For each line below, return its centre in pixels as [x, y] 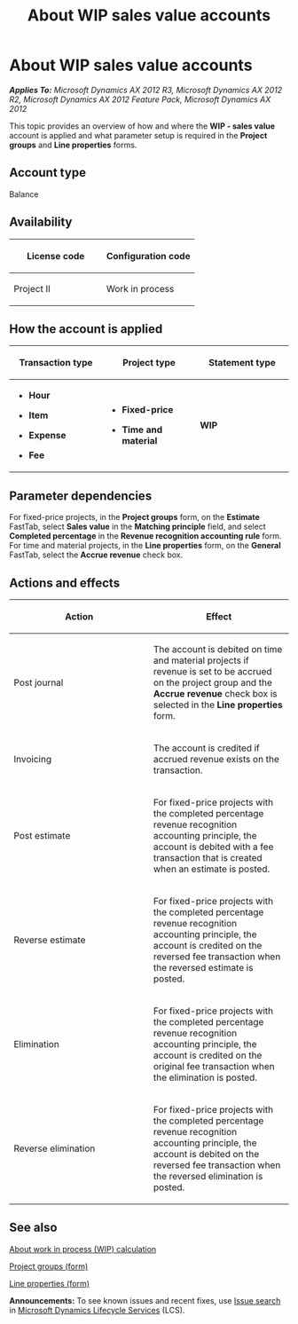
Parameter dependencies [81, 496]
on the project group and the [213, 682]
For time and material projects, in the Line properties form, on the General [145, 546]
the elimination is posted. [206, 1077]
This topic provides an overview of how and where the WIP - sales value [142, 126]
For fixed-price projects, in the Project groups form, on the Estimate [134, 517]
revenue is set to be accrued [213, 671]
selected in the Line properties [218, 705]
